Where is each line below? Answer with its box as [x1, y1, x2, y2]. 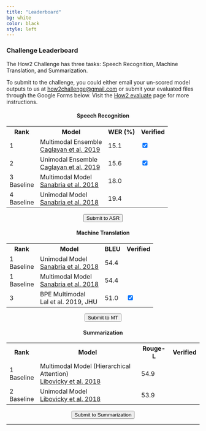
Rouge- [142, 344, 166, 353]
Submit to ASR [86, 215, 120, 221]
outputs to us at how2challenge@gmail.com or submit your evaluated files [6, 85, 194, 92]
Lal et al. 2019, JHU [39, 298, 98, 306]
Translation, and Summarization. [6, 67, 88, 74]
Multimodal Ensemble [39, 137, 102, 146]
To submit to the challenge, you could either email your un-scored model [6, 78, 190, 86]
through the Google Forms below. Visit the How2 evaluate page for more [6, 91, 189, 99]
